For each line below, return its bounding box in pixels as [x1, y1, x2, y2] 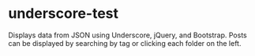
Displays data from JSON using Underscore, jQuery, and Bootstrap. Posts [8, 30, 247, 40]
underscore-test [8, 5, 119, 23]
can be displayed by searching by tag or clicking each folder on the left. [8, 38, 242, 47]
